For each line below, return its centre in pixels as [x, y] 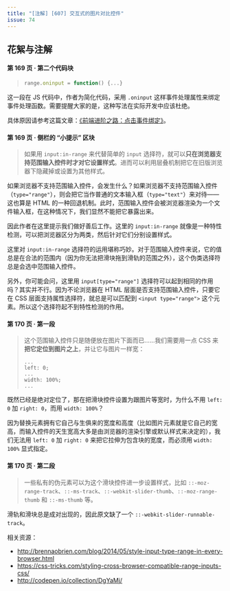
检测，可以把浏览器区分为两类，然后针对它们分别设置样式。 [91, 235]
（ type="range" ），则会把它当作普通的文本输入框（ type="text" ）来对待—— [113, 194]
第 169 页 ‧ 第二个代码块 [41, 68]
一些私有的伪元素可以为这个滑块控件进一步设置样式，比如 [105, 482]
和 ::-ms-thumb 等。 [69, 500]
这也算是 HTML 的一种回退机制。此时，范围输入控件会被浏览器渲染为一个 [111, 203]
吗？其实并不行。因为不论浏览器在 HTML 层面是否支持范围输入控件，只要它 [114, 290]
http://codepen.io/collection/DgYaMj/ [70, 580]
